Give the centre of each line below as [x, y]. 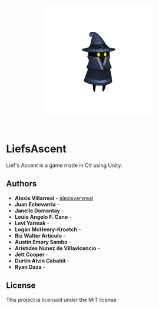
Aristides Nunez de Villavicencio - [57, 248]
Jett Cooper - [32, 254]
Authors [21, 184]
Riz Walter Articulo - [40, 235]
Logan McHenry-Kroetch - [48, 229]
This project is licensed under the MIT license [61, 300]
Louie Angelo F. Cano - [43, 216]
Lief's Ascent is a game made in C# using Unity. [64, 165]
